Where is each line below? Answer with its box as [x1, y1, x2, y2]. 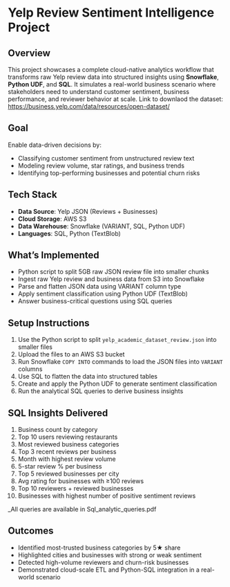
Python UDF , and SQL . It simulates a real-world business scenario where [8, 80, 216, 88]
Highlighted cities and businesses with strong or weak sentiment [17, 550, 202, 559]
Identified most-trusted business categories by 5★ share [17, 543, 181, 552]
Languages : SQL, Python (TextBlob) [17, 229, 122, 237]
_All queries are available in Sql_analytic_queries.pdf [8, 505, 157, 514]
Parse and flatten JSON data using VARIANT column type [17, 282, 182, 291]
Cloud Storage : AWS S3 [17, 215, 87, 223]
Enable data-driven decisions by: [8, 141, 102, 149]
